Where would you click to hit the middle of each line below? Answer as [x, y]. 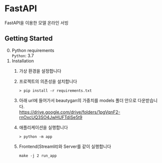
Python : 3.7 [23, 55]
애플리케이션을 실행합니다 [43, 127]
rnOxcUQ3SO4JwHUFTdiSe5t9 [51, 117]
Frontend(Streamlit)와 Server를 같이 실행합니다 [65, 146]
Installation [23, 61]
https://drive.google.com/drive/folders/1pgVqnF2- [70, 112]
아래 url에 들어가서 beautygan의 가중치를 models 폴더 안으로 [78, 100]
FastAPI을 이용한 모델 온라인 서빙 [37, 23]
